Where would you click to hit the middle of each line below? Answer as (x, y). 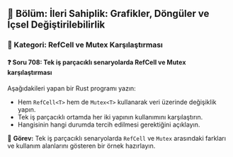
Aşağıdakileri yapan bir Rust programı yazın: (72, 88)
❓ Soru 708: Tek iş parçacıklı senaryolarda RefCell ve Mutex (97, 62)
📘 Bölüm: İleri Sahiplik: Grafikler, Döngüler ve (108, 14)
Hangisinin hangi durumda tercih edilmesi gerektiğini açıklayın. (109, 124)
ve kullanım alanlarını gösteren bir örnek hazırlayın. (81, 146)
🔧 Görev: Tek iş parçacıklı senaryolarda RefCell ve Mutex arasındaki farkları (117, 138)
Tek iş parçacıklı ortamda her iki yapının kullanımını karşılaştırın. (110, 117)
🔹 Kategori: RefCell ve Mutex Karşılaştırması (85, 45)
